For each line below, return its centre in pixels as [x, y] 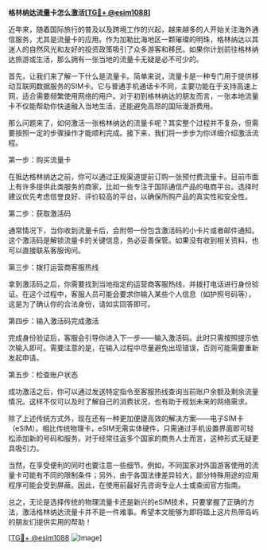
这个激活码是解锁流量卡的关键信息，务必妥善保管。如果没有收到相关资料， [130, 240]
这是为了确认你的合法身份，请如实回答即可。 [81, 304]
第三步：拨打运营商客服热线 [54, 267]
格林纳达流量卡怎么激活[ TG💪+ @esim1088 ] [79, 12]
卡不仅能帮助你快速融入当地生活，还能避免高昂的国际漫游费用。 [112, 106]
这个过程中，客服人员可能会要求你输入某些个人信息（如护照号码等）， [142, 294]
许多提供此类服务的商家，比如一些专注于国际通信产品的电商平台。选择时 [140, 187]
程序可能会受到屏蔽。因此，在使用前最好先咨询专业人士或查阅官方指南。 [126, 485]
